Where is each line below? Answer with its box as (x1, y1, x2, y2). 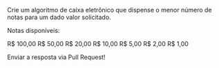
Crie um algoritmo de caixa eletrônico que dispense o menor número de (7, 6, 212, 14)
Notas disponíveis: (7, 27, 60, 34)
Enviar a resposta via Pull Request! (7, 53, 106, 61)
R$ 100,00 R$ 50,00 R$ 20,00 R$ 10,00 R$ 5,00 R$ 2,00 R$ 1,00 (7, 40, 189, 47)
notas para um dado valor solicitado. (7, 13, 112, 21)
